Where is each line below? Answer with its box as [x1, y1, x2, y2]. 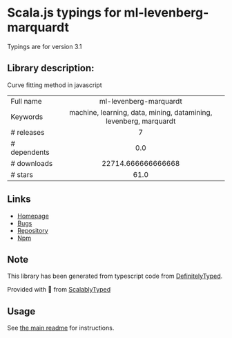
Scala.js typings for [7, 5, 122, 21]
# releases [10, 127, 45, 137]
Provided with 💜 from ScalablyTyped [7, 285, 111, 294]
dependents [10, 147, 50, 157]
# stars [10, 169, 33, 179]
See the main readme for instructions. [7, 323, 115, 332]
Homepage [17, 212, 50, 220]
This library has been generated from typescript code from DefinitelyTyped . [7, 272, 223, 281]
